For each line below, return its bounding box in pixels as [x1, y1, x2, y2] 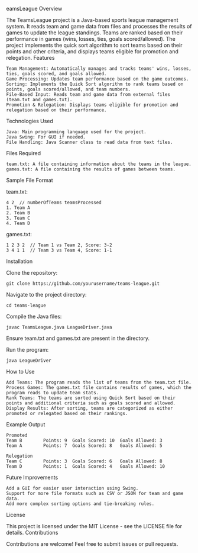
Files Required [6, 150, 41, 156]
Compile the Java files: [6, 313, 62, 320]
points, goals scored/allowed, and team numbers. [6, 86, 131, 92]
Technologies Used [6, 118, 53, 124]
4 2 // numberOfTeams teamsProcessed [6, 200, 102, 205]
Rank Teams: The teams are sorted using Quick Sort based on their [6, 395, 176, 401]
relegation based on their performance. [6, 107, 108, 113]
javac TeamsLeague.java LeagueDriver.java [6, 324, 112, 330]
